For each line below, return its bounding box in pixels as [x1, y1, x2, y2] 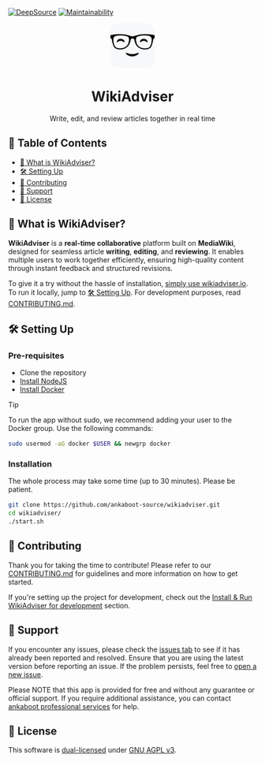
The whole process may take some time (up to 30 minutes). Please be [8, 477, 236, 486]
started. [8, 577, 34, 586]
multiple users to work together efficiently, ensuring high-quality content [8, 255, 244, 264]
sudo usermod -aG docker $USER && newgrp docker [8, 440, 171, 448]
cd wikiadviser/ [8, 509, 62, 518]
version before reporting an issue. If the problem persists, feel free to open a [8, 661, 257, 671]
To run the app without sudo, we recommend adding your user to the [8, 415, 233, 425]
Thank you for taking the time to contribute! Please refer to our [8, 560, 211, 570]
